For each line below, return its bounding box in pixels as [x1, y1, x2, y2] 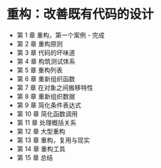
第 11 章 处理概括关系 [16, 118, 76, 127]
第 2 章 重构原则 [16, 39, 64, 48]
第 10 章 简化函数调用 [16, 109, 78, 118]
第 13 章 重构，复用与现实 [16, 136, 90, 144]
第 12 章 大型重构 [16, 127, 66, 135]
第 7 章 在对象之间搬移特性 [16, 83, 94, 92]
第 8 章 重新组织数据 [16, 92, 76, 100]
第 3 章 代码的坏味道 [16, 48, 76, 57]
